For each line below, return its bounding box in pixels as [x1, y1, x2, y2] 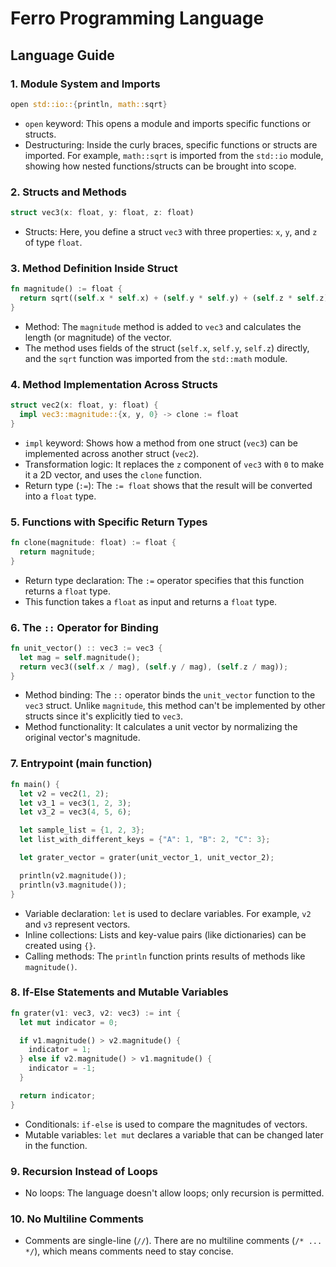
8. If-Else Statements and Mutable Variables [10, 985, 229, 999]
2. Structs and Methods [10, 185, 127, 199]
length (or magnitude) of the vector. [24, 331, 172, 343]
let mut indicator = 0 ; [19, 1017, 118, 1027]
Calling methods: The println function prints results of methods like [24, 950, 306, 962]
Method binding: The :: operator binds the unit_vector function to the [24, 689, 316, 701]
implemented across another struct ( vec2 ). [24, 447, 200, 459]
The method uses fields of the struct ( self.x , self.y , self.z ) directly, [24, 342, 310, 354]
